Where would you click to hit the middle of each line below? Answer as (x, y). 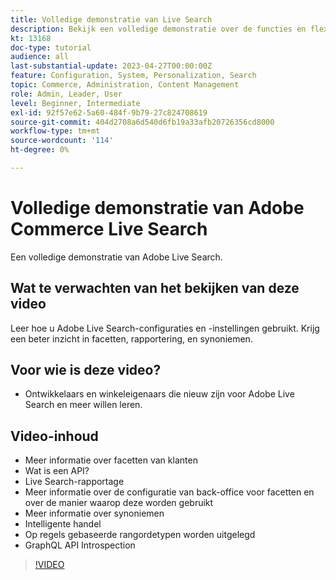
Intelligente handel (63, 524)
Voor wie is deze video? (86, 370)
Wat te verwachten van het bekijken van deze (155, 288)
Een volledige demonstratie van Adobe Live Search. (116, 257)
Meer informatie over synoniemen (94, 513)
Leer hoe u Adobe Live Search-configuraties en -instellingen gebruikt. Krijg (165, 328)
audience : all (40, 57)
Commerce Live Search (109, 229)
